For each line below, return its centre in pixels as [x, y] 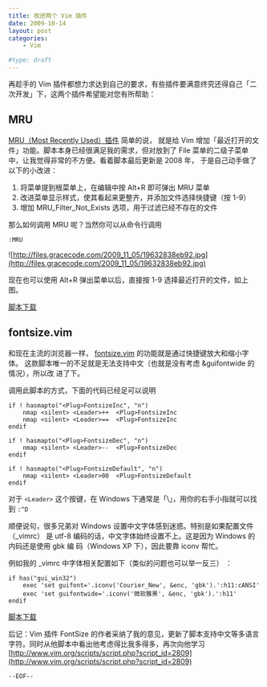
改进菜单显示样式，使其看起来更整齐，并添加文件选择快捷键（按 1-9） [135, 197]
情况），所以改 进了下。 [46, 373]
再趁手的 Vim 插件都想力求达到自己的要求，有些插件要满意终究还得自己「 [129, 84]
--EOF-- [21, 676]
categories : [28, 38]
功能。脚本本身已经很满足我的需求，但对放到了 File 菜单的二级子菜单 [136, 150]
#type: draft [30, 60]
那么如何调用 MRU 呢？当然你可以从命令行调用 [85, 224]
